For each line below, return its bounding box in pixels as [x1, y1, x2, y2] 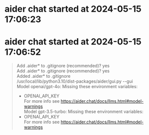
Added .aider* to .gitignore [16, 73, 71, 79]
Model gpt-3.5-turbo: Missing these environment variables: [24, 109, 144, 114]
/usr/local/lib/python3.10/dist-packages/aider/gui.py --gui [16, 78, 133, 84]
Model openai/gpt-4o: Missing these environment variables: [16, 84, 138, 90]
